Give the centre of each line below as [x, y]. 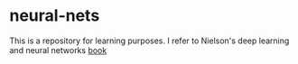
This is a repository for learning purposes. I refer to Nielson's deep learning [149, 41]
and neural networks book [58, 50]
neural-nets [55, 16]
